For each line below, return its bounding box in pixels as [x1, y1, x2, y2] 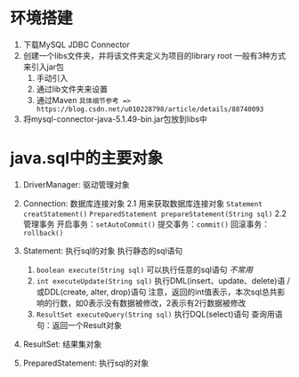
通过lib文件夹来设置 [36, 84, 108, 94]
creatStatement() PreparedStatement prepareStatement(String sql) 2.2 [22, 208, 287, 219]
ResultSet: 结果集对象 [22, 339, 102, 349]
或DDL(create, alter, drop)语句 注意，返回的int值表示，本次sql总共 [36, 286, 278, 297]
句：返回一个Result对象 [36, 319, 123, 330]
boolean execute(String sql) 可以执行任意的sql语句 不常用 [36, 264, 254, 275]
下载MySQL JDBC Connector [22, 39, 130, 50]
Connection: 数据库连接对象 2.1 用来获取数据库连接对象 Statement [22, 197, 263, 209]
